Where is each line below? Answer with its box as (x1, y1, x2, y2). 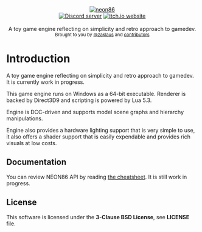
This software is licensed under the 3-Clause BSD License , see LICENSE (6, 213, 190, 220)
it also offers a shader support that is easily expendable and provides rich (6, 133, 190, 140)
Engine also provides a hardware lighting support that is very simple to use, (6, 126, 195, 134)
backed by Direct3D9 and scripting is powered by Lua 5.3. (6, 97, 152, 104)
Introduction (6, 52, 71, 66)
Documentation (6, 157, 67, 168)
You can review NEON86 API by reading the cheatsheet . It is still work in (6, 173, 187, 180)
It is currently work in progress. (6, 78, 85, 86)
